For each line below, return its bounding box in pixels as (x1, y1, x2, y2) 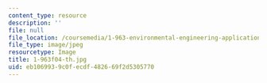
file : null (8, 26, 44, 34)
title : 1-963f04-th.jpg (8, 56, 87, 64)
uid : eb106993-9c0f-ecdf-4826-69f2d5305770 (8, 63, 155, 71)
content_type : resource (8, 11, 87, 20)
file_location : (8, 33, 59, 42)
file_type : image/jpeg (8, 41, 83, 49)
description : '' (8, 19, 62, 27)
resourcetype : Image (8, 48, 77, 56)
